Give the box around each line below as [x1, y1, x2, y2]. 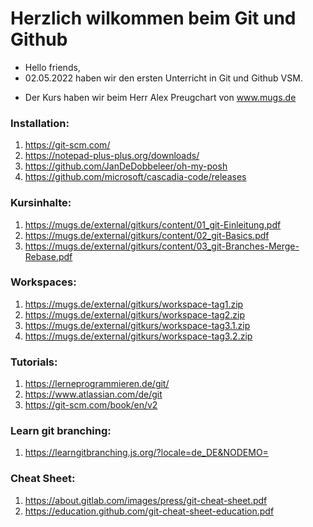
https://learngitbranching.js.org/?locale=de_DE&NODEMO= [24, 447, 269, 459]
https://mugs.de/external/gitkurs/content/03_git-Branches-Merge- [24, 240, 300, 252]
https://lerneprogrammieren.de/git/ [24, 378, 170, 390]
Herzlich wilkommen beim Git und [10, 7, 297, 30]
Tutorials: [10, 355, 58, 369]
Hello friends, [24, 61, 81, 73]
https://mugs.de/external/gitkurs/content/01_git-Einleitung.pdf [24, 218, 282, 231]
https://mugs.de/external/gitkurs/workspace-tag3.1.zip [24, 319, 251, 331]
